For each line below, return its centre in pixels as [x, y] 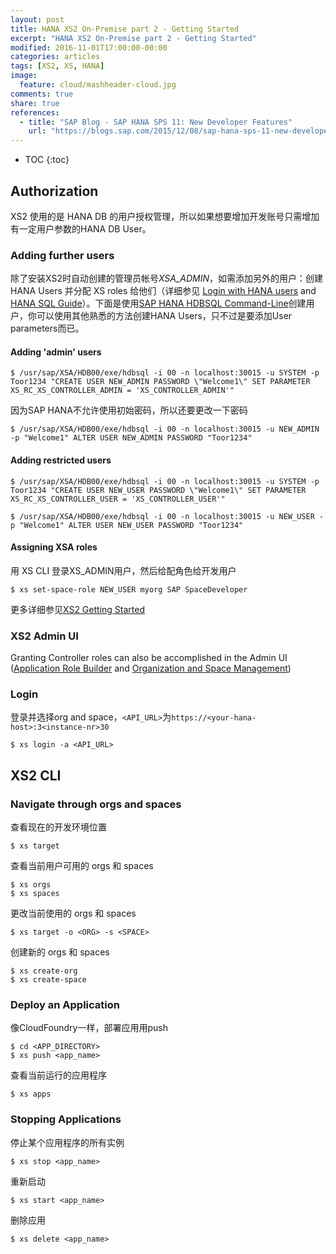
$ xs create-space [48, 980]
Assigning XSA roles [54, 547]
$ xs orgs [31, 885]
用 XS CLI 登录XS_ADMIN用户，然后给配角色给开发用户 [123, 570]
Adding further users [62, 255]
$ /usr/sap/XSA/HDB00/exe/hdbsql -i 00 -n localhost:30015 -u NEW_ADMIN [165, 429]
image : [24, 76]
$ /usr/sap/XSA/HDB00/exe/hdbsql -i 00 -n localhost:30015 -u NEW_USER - [167, 516]
